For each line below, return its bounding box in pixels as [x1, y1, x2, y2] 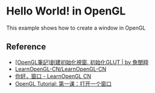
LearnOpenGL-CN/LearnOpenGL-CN [14, 65, 107, 72]
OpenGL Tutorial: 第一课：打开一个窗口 [14, 80, 112, 87]
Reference [6, 42, 46, 52]
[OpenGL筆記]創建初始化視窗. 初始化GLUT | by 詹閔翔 [14, 59, 149, 66]
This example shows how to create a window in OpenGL [6, 24, 146, 31]
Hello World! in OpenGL [6, 4, 126, 18]
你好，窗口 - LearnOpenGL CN [14, 72, 92, 80]
